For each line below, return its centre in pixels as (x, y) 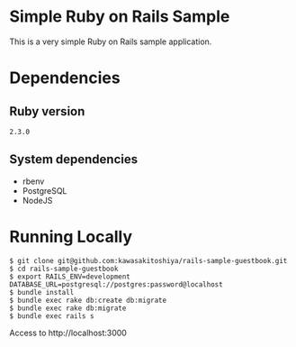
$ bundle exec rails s (52, 316)
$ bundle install (42, 292)
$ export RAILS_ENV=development (70, 277)
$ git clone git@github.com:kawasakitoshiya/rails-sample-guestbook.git (148, 260)
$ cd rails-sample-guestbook (64, 269)
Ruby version (47, 111)
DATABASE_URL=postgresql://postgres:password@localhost (116, 284)
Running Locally (71, 237)
